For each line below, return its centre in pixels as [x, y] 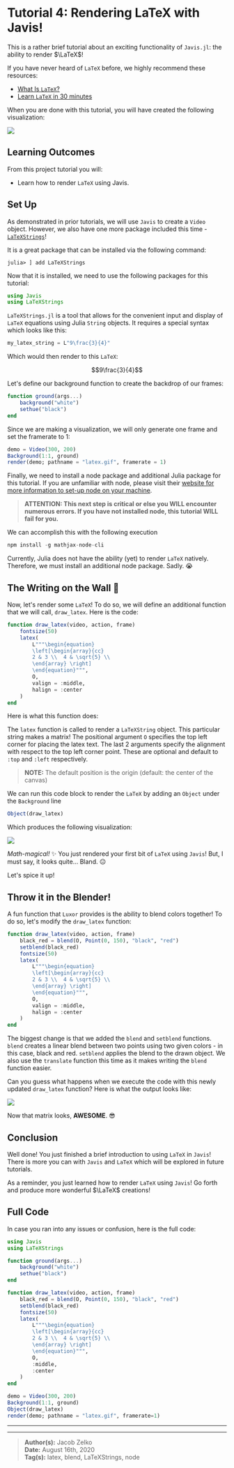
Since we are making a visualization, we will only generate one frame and [112, 429]
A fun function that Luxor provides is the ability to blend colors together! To [115, 914]
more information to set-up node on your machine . [80, 491]
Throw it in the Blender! [59, 897]
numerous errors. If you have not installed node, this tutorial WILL [121, 512]
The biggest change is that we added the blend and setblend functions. [110, 1039]
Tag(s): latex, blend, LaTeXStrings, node [82, 1457]
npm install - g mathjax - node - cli [56, 545]
